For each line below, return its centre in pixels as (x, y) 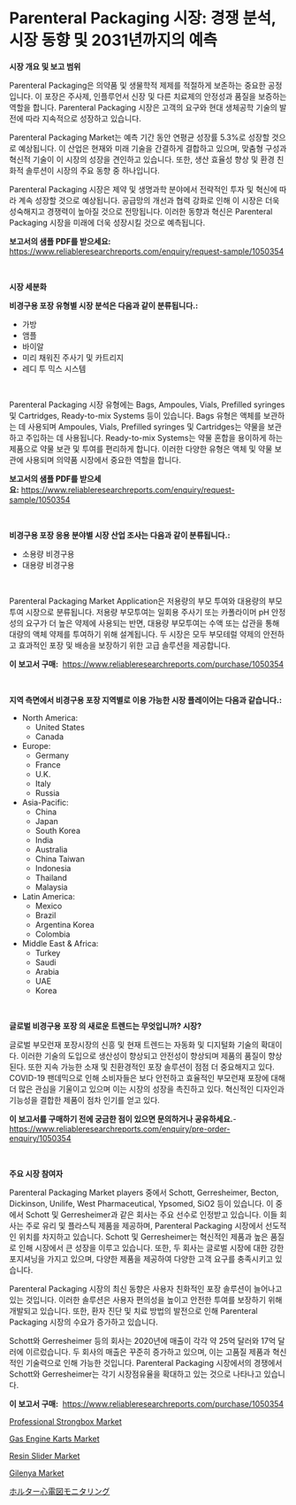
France (48, 764)
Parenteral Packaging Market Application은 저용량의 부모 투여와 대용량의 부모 (146, 601)
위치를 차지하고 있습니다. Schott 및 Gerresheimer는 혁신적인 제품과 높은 (143, 1237)
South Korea (58, 830)
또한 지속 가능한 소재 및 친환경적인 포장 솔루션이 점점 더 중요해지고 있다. (152, 1067)
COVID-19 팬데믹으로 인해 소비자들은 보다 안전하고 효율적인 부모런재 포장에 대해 (147, 1077)
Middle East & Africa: (60, 943)
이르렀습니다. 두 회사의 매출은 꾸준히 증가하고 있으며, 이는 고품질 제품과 (148, 1352)
